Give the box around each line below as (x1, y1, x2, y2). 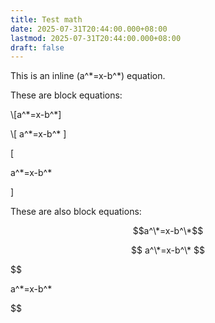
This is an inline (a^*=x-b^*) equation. (10, 70, 166, 82)
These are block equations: (10, 89, 123, 101)
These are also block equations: (10, 206, 142, 218)
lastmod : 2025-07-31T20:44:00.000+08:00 (10, 33, 182, 43)
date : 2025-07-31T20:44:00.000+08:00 (10, 24, 168, 34)
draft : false (10, 42, 65, 53)
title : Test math (10, 14, 83, 25)
